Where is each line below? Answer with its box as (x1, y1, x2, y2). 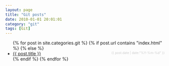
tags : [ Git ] (5, 26, 30, 31)
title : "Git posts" (5, 12, 47, 17)
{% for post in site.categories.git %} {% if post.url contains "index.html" (12, 40, 162, 46)
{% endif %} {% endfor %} (12, 56, 69, 62)
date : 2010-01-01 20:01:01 (5, 17, 62, 22)
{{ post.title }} (12, 51, 41, 57)
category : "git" (5, 21, 39, 27)
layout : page (5, 7, 33, 13)
